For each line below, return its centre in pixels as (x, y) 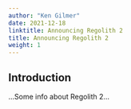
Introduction (40, 78)
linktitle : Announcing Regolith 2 (66, 30)
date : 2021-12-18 (37, 23)
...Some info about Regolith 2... (59, 96)
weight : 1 (25, 45)
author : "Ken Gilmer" (44, 16)
